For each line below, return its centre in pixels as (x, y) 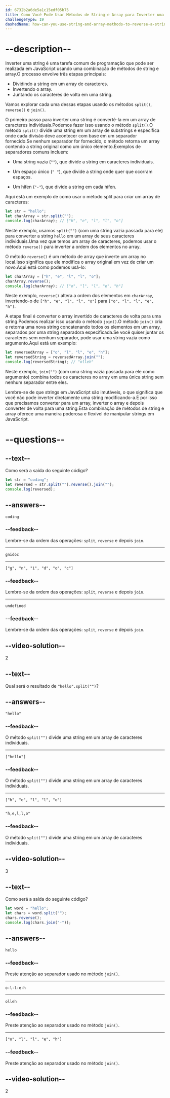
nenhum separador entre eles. (37, 382)
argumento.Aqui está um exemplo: (41, 343)
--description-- (38, 49)
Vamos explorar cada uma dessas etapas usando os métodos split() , (79, 104)
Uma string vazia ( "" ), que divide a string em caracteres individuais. (83, 162)
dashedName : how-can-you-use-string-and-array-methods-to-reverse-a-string (87, 24)
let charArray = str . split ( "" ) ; (39, 216)
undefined (16, 606)
